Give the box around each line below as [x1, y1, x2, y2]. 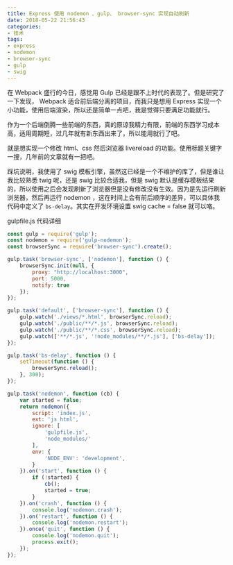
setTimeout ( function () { [19, 358, 95, 365]
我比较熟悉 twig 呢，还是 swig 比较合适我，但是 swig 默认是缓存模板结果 [7, 176, 215, 184]
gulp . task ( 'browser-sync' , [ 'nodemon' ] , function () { [7, 256, 169, 263]
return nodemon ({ [19, 403, 70, 410]
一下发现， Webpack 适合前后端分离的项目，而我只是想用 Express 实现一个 [7, 96, 222, 105]
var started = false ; [19, 396, 82, 403]
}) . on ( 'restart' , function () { [19, 513, 113, 520]
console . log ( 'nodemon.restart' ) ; [32, 519, 129, 526]
